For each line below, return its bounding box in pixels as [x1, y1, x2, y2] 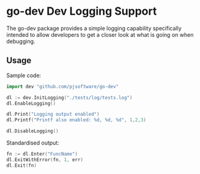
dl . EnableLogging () [6, 100, 56, 107]
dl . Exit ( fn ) [6, 162, 37, 168]
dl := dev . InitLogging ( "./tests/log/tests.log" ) [6, 94, 133, 100]
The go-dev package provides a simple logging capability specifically [6, 25, 182, 32]
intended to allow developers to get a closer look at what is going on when [6, 31, 194, 38]
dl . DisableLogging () [6, 128, 59, 134]
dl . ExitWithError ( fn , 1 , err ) [6, 156, 84, 163]
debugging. [6, 37, 35, 45]
